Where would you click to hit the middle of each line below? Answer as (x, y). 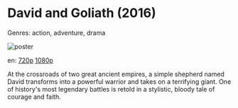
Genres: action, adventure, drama (56, 33)
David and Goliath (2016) (82, 13)
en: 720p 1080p (30, 60)
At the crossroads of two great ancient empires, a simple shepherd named (116, 74)
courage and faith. (34, 97)
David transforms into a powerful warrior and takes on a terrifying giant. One (119, 81)
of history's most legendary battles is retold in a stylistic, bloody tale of (111, 89)
